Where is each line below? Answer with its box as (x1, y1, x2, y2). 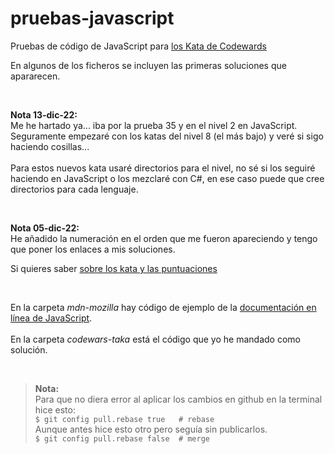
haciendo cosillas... (10, 140, 90, 152)
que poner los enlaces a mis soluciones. (10, 243, 176, 255)
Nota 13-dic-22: (10, 108, 78, 121)
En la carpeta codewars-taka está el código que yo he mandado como (10, 333, 301, 345)
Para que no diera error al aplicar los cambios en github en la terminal (34, 393, 323, 405)
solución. (10, 343, 48, 356)
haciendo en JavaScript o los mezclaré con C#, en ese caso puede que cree (10, 172, 325, 184)
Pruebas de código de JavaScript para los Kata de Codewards (10, 40, 267, 52)
